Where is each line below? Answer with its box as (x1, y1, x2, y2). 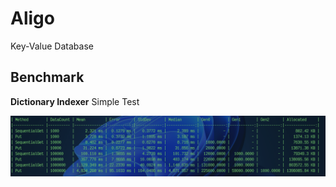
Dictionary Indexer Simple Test (10, 95, 140, 107)
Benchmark (10, 69, 85, 86)
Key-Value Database (10, 40, 94, 52)
